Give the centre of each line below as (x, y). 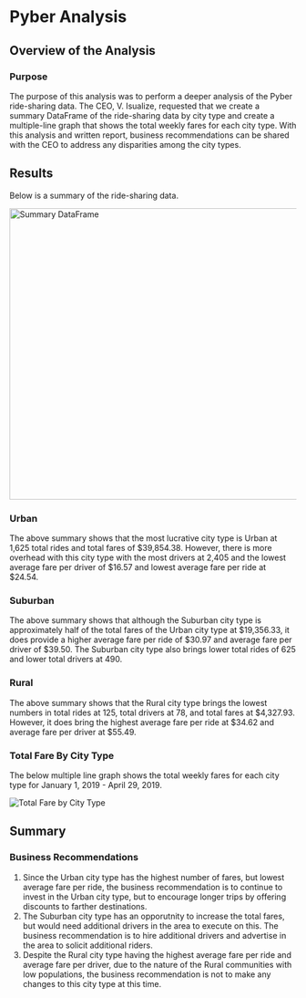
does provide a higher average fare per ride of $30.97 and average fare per (151, 639)
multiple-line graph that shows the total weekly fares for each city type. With (153, 125)
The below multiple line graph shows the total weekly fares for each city (144, 775)
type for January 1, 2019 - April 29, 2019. (86, 785)
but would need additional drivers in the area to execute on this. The (151, 925)
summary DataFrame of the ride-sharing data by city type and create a (142, 115)
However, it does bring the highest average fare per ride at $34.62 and (142, 722)
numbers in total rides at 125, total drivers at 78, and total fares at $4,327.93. (153, 712)
